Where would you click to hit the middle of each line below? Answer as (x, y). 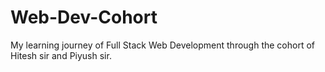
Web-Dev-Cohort (84, 17)
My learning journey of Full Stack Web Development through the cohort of (163, 45)
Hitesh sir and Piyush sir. (61, 55)
